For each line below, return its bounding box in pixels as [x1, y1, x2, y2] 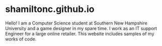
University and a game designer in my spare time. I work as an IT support [5, 25, 157, 31]
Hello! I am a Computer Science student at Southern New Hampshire [5, 20, 147, 26]
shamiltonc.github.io [5, 3, 95, 15]
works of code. [5, 36, 37, 42]
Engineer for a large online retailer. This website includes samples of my [5, 30, 154, 36]
